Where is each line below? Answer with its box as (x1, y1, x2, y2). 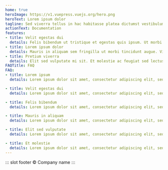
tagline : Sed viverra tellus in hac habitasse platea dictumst (5, 21, 140, 26)
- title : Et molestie (5, 140, 50, 145)
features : (5, 30, 26, 35)
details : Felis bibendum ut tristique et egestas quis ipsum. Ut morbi (9, 40, 162, 45)
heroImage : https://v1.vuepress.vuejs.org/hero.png (5, 12, 115, 17)
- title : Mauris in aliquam (5, 113, 64, 118)
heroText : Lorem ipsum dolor (5, 16, 66, 21)
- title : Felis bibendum (5, 99, 57, 105)
